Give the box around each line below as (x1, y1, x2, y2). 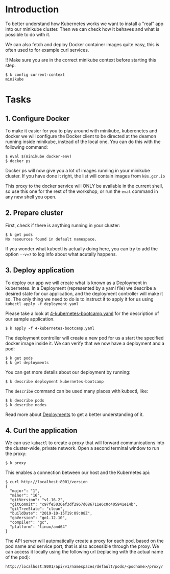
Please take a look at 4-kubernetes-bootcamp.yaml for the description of (5, 310, 159, 316)
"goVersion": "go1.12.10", (10, 516, 67, 521)
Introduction (5, 4, 59, 15)
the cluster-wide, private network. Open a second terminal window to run (5, 445, 160, 451)
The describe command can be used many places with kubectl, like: (5, 388, 149, 394)
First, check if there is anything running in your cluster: (5, 222, 120, 228)
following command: (5, 144, 48, 150)
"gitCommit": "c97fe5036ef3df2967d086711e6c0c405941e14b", (10, 502, 138, 507)
